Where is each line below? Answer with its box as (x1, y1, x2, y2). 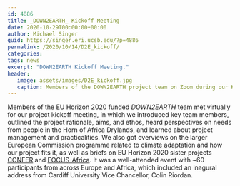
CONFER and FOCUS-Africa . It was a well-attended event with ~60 (7, 156, 205, 165)
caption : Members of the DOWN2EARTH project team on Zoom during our (16, 83, 229, 91)
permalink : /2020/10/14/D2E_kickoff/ (7, 43, 120, 51)
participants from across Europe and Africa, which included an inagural (7, 163, 217, 172)
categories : (7, 51, 43, 58)
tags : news (7, 57, 40, 64)
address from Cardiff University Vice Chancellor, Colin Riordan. (7, 171, 193, 180)
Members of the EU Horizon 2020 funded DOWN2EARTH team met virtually (7, 103, 231, 111)
